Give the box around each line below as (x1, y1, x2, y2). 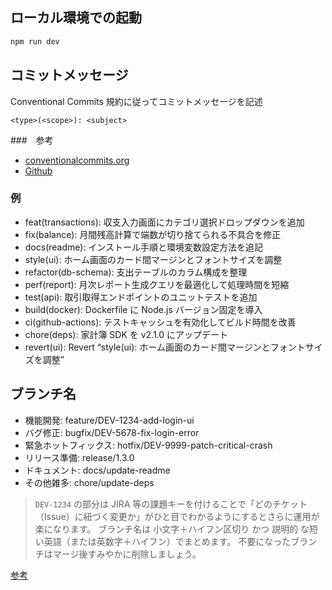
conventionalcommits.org (24, 154, 130, 166)
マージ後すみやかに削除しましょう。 (52, 548, 202, 560)
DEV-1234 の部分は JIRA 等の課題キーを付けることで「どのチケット (34, 498, 308, 510)
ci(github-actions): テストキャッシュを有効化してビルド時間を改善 (24, 316, 297, 328)
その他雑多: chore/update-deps (24, 476, 155, 488)
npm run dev (10, 36, 60, 47)
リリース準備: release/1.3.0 (24, 451, 135, 463)
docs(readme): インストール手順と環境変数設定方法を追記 (24, 241, 264, 253)
